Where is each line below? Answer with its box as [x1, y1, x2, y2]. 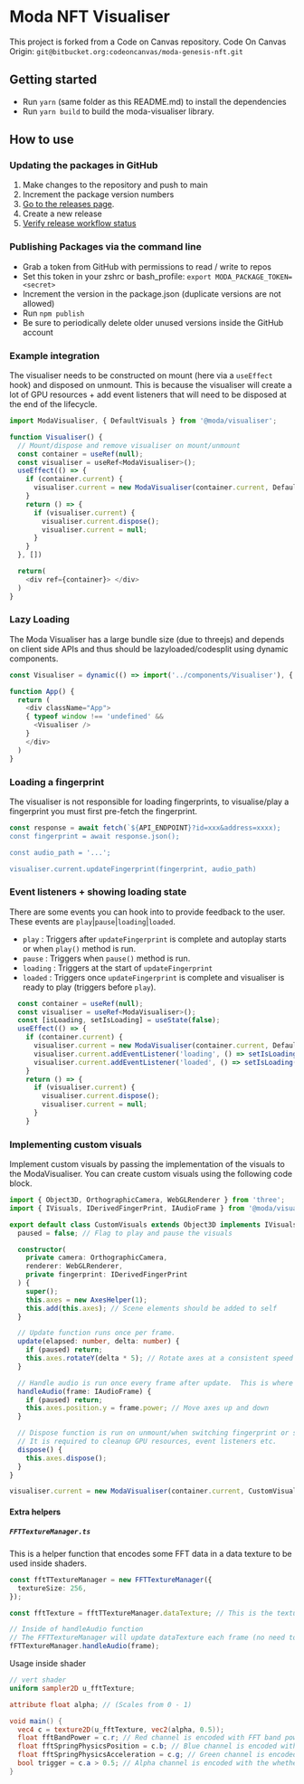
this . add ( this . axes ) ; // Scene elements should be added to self [25, 1304, 278, 1313]
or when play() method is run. [22, 943, 137, 954]
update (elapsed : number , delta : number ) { [17, 1337, 180, 1346]
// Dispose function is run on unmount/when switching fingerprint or [17, 1428, 290, 1438]
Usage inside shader [9, 1658, 87, 1669]
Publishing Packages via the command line [9, 241, 202, 253]
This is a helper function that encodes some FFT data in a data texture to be [9, 1548, 292, 1559]
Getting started [9, 72, 98, 88]
